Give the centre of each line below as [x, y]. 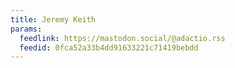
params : [26, 29]
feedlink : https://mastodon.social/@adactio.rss [122, 38]
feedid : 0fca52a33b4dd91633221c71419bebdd [109, 47]
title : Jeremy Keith [53, 19]
